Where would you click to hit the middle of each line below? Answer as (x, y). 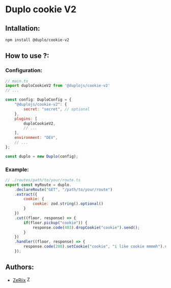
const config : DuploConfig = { (38, 100)
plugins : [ (26, 118)
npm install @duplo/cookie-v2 (37, 40)
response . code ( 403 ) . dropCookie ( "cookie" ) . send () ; (86, 227)
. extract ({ (26, 194)
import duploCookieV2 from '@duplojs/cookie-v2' (58, 86)
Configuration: (24, 70)
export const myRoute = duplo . (38, 185)
